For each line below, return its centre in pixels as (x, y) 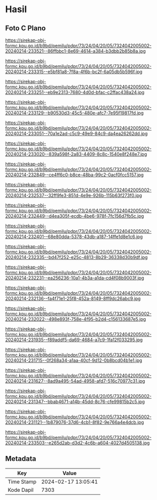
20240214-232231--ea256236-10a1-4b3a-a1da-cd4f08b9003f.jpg (75, 278)
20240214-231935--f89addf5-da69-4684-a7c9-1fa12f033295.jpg (74, 340)
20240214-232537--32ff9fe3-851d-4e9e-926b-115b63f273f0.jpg (74, 195)
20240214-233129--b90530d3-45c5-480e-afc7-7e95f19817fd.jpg (74, 113)
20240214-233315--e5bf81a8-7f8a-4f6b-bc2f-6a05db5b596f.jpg (74, 72)
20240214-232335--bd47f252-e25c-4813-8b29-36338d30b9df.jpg (76, 257)
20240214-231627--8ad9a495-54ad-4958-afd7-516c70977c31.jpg (75, 381)
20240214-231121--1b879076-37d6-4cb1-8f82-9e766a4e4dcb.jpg (75, 422)
